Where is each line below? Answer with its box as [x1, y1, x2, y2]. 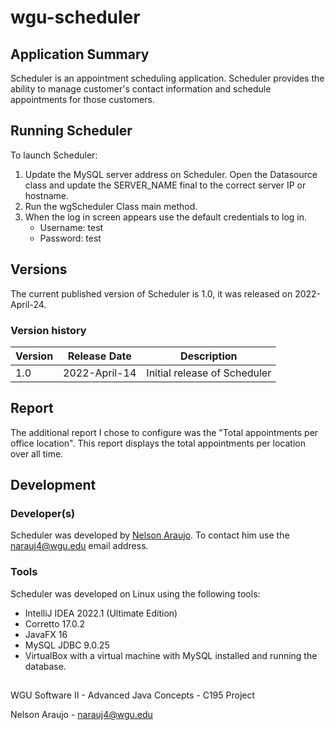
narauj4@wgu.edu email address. [10, 540, 149, 552]
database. [24, 660, 67, 672]
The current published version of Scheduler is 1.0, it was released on [10, 287, 293, 300]
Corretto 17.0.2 [24, 617, 86, 630]
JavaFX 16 [24, 628, 68, 640]
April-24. [10, 298, 47, 310]
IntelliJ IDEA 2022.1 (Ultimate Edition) [24, 607, 178, 619]
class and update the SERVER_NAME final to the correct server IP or [24, 179, 307, 191]
